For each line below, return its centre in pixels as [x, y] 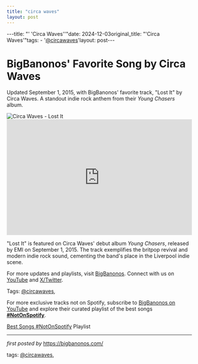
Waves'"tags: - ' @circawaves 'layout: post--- [61, 40]
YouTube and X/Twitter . [35, 280]
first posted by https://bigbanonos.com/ [55, 343]
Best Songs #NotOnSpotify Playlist [48, 326]
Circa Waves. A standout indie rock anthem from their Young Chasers [91, 99]
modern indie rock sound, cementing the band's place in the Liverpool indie [98, 256]
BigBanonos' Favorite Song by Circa [96, 64]
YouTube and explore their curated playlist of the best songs [80, 309]
